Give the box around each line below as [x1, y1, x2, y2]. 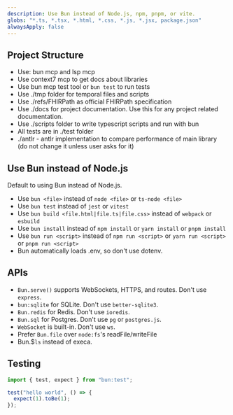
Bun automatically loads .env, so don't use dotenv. [17, 246, 163, 255]
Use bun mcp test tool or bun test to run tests [17, 83, 150, 91]
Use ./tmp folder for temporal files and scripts [17, 90, 149, 99]
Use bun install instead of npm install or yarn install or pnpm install [17, 225, 226, 232]
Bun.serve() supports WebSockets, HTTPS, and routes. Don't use [17, 285, 207, 294]
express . [17, 293, 42, 301]
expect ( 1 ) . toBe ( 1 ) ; [13, 395, 71, 402]
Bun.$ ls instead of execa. [17, 337, 92, 346]
